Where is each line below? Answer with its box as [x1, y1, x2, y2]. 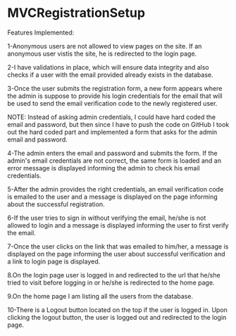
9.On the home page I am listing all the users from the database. [7, 292, 194, 300]
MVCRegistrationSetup [7, 5, 146, 21]
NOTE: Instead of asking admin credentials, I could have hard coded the [7, 113, 216, 121]
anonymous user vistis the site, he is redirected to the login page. [7, 49, 197, 58]
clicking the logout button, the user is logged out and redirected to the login [7, 313, 227, 321]
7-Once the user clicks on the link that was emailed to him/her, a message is [7, 242, 229, 251]
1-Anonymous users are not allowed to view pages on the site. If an [7, 42, 202, 50]
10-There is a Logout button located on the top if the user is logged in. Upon [7, 305, 228, 314]
